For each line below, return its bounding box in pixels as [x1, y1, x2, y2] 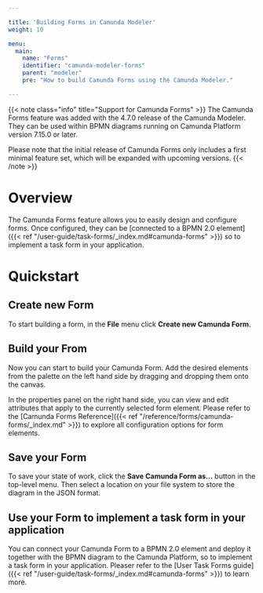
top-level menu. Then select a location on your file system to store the [8, 480, 236, 489]
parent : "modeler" [22, 69, 82, 77]
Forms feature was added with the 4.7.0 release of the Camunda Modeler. [8, 113, 246, 122]
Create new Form [8, 299, 94, 312]
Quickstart [8, 267, 80, 285]
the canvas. [8, 380, 46, 389]
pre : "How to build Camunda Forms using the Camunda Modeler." [22, 76, 234, 84]
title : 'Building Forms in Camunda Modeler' [8, 18, 156, 26]
